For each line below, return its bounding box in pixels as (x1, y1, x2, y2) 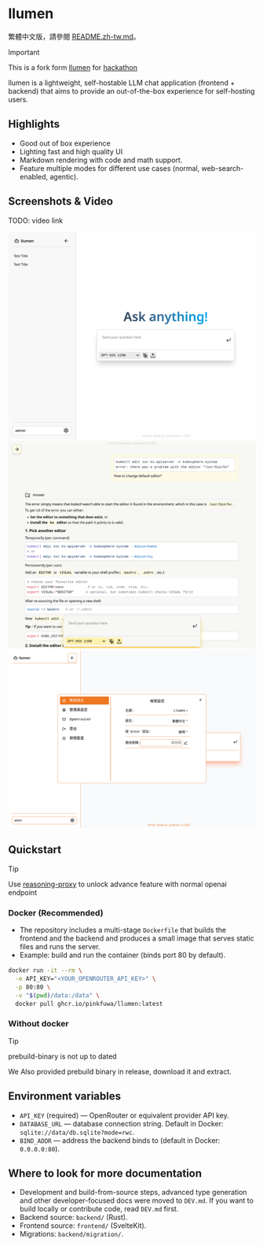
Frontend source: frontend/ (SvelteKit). (19, 1221, 147, 1230)
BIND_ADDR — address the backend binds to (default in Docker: (19, 1135, 221, 1145)
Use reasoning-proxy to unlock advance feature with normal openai (8, 879, 228, 889)
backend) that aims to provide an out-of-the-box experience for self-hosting (8, 86, 255, 95)
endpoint (8, 887, 38, 897)
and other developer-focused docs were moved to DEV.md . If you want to (19, 1196, 254, 1205)
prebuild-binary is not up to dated (8, 1052, 117, 1061)
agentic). (49, 172, 79, 181)
